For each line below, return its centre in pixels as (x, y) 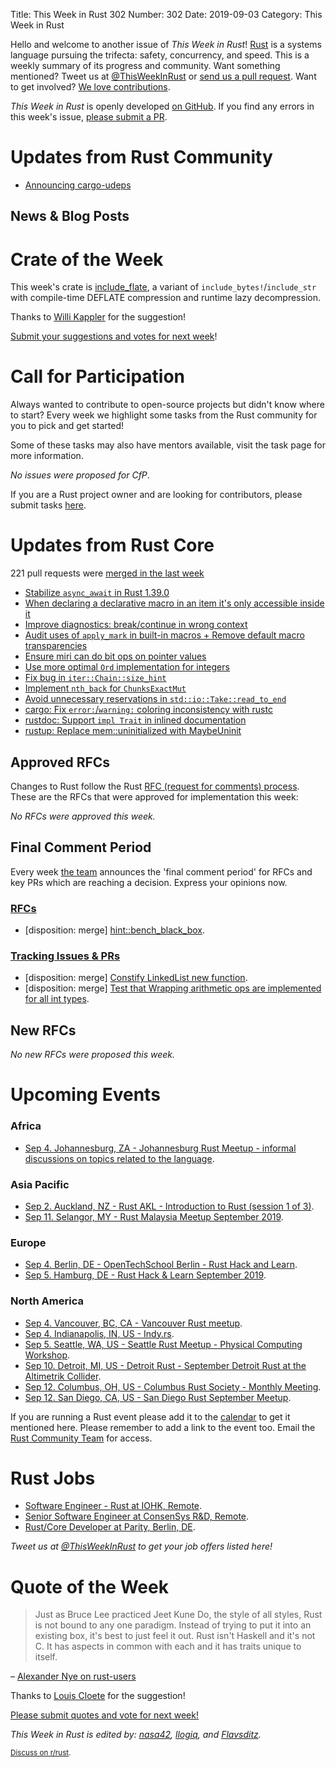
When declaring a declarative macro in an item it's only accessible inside (174, 603)
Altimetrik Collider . (63, 1376)
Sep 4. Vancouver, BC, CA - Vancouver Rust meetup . (133, 1323)
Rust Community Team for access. (81, 1438)
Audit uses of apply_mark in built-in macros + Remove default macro (164, 635)
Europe (28, 1242)
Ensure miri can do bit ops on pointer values (115, 656)
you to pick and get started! (67, 426)
